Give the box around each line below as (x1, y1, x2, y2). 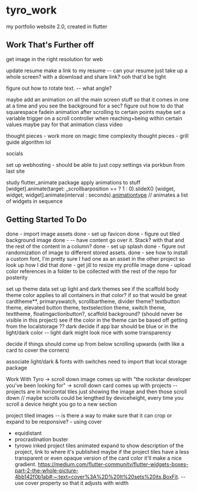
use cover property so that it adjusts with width (14, 479, 129, 486)
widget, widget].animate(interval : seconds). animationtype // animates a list (6, 191, 188, 198)
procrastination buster (14, 436, 69, 443)
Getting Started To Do (6, 215, 87, 225)
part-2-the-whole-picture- (14, 467, 79, 474)
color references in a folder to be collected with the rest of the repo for (6, 268, 177, 275)
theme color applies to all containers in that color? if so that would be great (6, 291, 187, 298)
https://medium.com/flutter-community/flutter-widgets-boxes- (38, 460, 189, 467)
